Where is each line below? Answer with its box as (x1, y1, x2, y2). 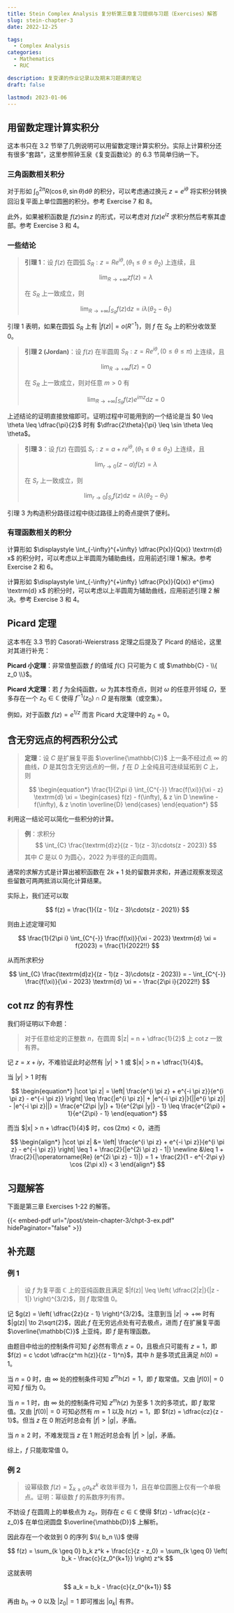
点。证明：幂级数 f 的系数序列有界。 (24, 1492, 129, 1501)
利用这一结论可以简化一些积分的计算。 (7, 815, 117, 823)
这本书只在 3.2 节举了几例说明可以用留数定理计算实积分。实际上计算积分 (7, 142, 216, 150)
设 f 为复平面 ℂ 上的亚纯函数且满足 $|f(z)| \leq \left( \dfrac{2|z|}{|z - (24, 1285, 220, 1294)
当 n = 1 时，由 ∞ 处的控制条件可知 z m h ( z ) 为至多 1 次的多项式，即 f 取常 (7, 1397, 216, 1407)
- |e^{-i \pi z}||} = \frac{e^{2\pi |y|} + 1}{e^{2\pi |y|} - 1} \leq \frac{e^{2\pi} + (8, 1102, 226, 1110)
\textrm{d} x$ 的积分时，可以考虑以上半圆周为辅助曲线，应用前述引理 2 (7, 586, 212, 595)
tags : (7, 36, 23, 43)
